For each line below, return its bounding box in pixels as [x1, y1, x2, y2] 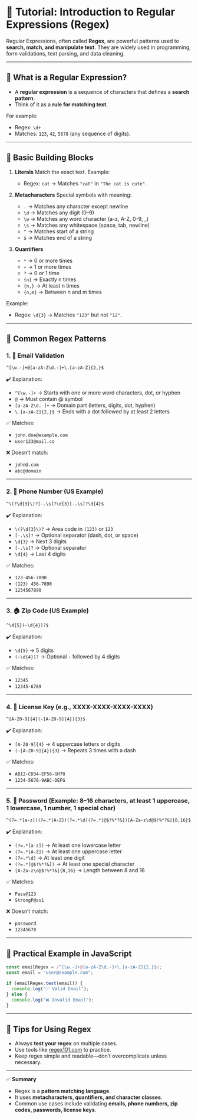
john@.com [14, 462, 39, 468]
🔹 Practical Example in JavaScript [6, 948, 132, 958]
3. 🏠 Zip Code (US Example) [6, 606, 90, 615]
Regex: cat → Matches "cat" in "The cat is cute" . [23, 180, 147, 187]
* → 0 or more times [23, 257, 72, 264]
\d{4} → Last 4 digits [14, 550, 66, 557]
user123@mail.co [14, 439, 55, 445]
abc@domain [14, 468, 42, 474]
